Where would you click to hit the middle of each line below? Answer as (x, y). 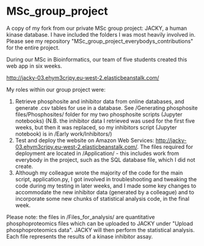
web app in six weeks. (34, 66)
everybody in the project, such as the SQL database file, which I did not (105, 159)
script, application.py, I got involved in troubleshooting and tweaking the (106, 179)
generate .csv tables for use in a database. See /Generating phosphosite (106, 107)
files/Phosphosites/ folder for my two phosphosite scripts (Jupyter (99, 114)
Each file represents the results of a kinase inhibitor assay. (80, 236)
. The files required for (165, 147)
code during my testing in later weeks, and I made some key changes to (106, 186)
